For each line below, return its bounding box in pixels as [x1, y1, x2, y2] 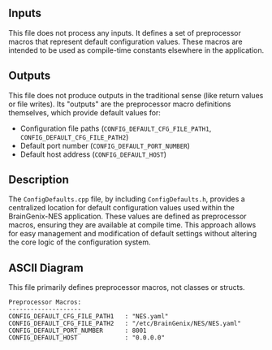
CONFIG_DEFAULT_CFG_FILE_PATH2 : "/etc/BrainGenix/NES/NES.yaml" [8, 320, 242, 328]
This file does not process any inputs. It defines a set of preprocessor [8, 28, 241, 37]
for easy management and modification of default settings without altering [8, 229, 257, 239]
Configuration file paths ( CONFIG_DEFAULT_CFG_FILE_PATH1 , [19, 123, 212, 133]
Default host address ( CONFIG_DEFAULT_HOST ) [19, 149, 167, 159]
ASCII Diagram [8, 261, 84, 274]
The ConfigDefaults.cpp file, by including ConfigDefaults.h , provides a [8, 194, 245, 204]
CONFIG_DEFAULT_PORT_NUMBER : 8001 [8, 326, 148, 335]
